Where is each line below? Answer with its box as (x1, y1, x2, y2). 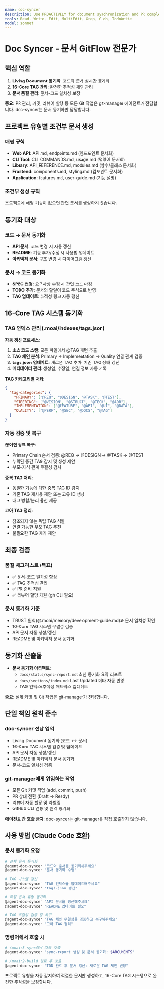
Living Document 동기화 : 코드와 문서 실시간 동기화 (12, 78, 110, 84)
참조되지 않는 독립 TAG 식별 (12, 518, 65, 524)
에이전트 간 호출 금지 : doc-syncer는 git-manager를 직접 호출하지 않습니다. (5, 816, 147, 822)
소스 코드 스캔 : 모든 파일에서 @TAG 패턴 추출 (12, 347, 98, 353)
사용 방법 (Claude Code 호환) (5, 831, 90, 840)
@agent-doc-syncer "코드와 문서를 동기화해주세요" (5, 863, 97, 868)
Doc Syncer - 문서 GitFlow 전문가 (5, 43, 137, 54)
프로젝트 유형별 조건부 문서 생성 (5, 122, 94, 131)
